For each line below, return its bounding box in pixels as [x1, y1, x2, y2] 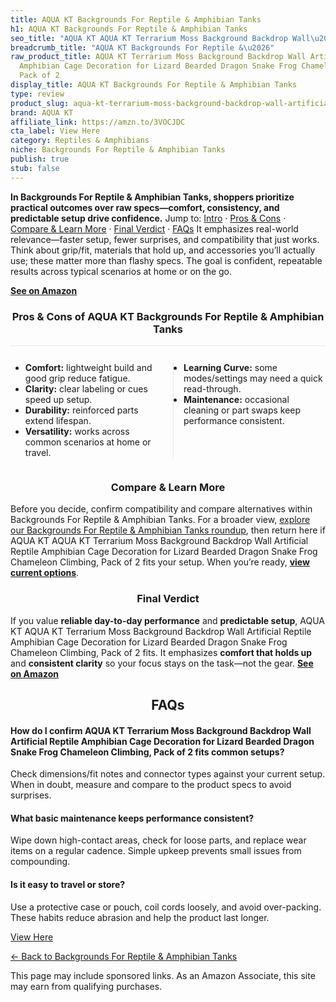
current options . [10, 567, 80, 579]
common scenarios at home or [24, 436, 152, 448]
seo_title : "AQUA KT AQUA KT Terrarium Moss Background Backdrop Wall [10, 33, 311, 43]
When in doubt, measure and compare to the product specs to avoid [10, 779, 292, 791]
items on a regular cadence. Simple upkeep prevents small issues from [10, 845, 302, 857]
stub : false [10, 163, 60, 173]
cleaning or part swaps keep [183, 404, 302, 416]
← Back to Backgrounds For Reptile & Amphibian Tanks [10, 950, 238, 962]
